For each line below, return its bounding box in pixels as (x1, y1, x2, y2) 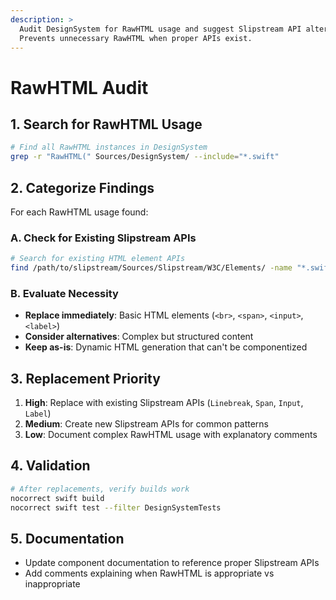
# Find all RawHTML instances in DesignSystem (10, 142, 208, 153)
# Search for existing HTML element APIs (10, 254, 186, 264)
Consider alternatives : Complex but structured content (24, 331, 254, 343)
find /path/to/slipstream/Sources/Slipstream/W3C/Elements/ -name (10, 263, 293, 273)
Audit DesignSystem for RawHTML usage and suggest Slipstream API (19, 24, 302, 34)
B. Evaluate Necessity (10, 286, 119, 300)
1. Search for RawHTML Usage (10, 116, 203, 133)
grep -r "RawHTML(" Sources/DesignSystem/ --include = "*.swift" (10, 152, 280, 162)
